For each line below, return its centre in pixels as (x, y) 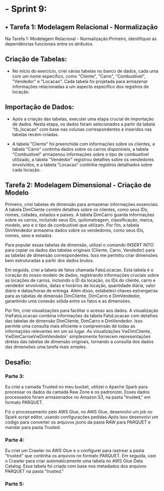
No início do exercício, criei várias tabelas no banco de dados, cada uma (85, 71)
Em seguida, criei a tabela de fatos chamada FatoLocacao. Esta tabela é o (79, 270)
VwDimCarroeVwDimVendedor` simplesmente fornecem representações (78, 337)
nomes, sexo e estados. (29, 236)
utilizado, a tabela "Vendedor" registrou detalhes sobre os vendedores (83, 159)
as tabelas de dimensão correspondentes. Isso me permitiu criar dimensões (81, 255)
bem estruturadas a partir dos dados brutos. (50, 261)
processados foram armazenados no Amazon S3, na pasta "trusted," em (78, 397)
